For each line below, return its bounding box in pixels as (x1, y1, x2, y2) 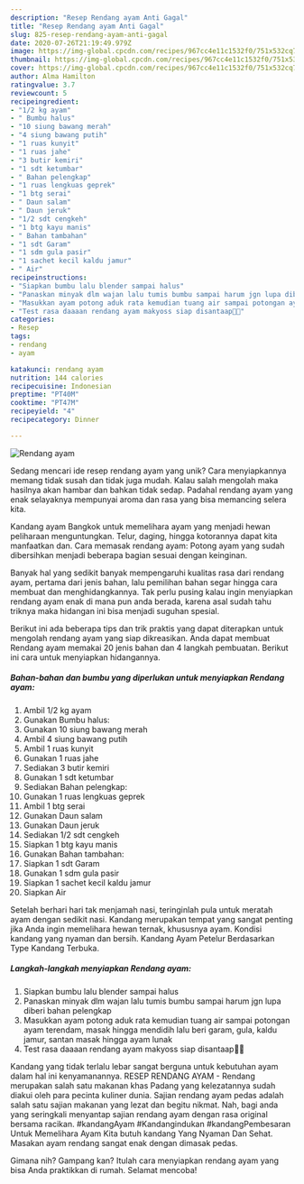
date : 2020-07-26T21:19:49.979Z (10, 38, 132, 48)
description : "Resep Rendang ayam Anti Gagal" (10, 13, 189, 23)
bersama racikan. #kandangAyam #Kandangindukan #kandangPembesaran (10, 1118, 291, 1129)
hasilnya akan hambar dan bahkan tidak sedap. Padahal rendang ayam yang (10, 484, 294, 495)
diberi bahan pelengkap (23, 1005, 112, 1015)
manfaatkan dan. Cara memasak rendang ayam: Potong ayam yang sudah (10, 540, 285, 551)
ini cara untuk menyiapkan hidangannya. (10, 651, 161, 663)
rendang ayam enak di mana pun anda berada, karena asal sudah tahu (10, 596, 272, 607)
